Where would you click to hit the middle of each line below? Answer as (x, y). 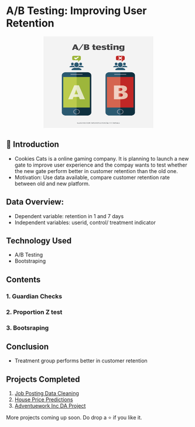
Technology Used (39, 241)
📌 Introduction (33, 145)
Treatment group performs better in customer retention (81, 361)
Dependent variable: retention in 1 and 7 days (69, 216)
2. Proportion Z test (34, 312)
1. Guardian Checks (34, 296)
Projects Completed (43, 379)
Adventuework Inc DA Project (50, 406)
